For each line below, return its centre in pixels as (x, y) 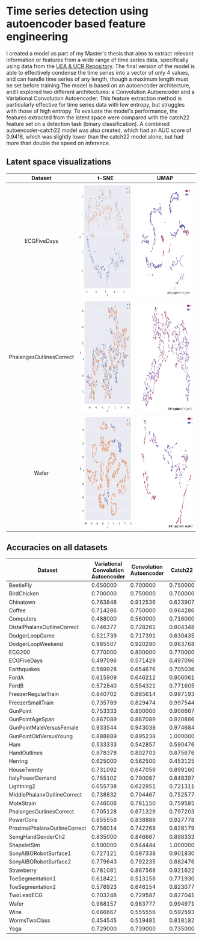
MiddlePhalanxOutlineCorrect (45, 795)
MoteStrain (23, 803)
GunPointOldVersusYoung (41, 736)
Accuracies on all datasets (57, 547)
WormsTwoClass (29, 921)
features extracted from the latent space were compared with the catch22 (98, 117)
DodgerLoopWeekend (36, 644)
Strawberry (23, 870)
